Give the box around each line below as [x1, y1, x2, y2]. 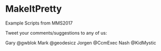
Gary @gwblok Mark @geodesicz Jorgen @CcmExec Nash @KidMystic [5, 39, 156, 46]
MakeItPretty [5, 3, 62, 15]
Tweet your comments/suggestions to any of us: [5, 30, 107, 36]
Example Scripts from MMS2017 [5, 20, 73, 26]
